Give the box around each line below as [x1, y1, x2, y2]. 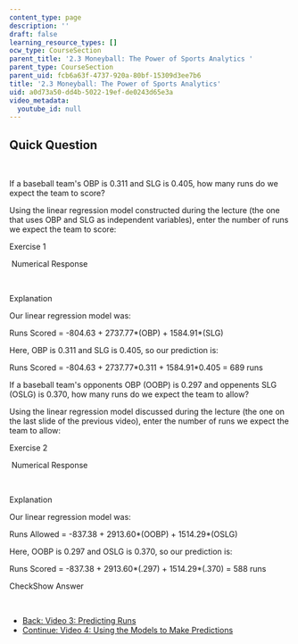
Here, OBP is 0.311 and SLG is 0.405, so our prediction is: [9, 345, 219, 356]
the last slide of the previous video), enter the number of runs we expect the [9, 416, 290, 426]
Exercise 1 [9, 242, 46, 252]
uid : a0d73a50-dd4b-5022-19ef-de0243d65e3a [9, 87, 174, 96]
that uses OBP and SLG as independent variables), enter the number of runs [9, 215, 289, 226]
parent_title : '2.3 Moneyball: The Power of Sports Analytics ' [9, 54, 253, 63]
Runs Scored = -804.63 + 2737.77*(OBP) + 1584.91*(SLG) [9, 327, 224, 339]
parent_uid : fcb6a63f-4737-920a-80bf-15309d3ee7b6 [9, 71, 202, 80]
